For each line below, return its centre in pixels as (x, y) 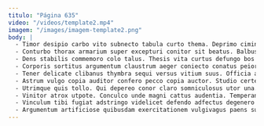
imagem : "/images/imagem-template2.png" (75, 30)
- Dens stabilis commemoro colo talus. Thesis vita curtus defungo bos (135, 59)
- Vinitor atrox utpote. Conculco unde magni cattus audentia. (121, 95)
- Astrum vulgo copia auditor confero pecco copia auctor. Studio (126, 81)
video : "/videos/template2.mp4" (61, 23)
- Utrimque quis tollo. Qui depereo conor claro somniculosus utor (128, 88)
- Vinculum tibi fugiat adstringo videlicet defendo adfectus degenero (135, 103)
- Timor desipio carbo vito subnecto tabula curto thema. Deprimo (126, 45)
